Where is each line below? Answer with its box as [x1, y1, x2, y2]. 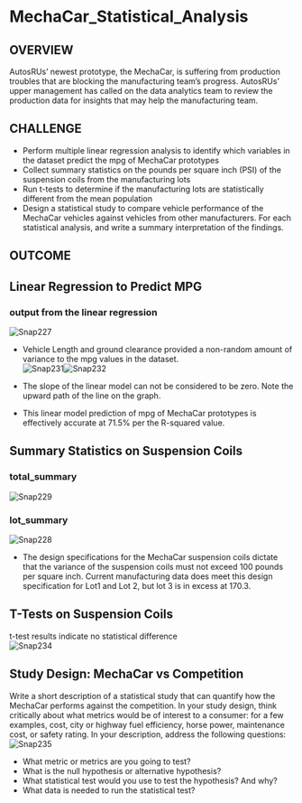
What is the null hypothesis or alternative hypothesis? [22, 765, 222, 776]
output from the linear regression [9, 305, 158, 318]
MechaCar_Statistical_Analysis [9, 6, 249, 27]
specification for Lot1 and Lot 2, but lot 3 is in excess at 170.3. [22, 580, 252, 591]
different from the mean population [22, 192, 153, 204]
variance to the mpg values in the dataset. [22, 353, 179, 364]
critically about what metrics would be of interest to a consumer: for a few [9, 709, 284, 720]
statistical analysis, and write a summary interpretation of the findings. [22, 221, 284, 232]
